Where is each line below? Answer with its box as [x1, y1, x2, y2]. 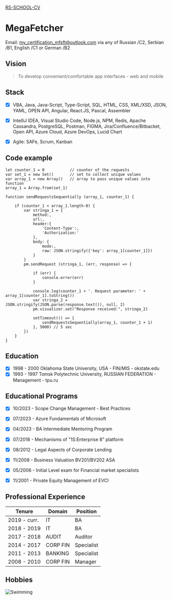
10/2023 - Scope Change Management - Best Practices [12, 405, 131, 412]
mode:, [42, 244, 56, 249]
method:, [32, 212, 52, 217]
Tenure [15, 508, 33, 515]
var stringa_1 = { [24, 208, 63, 213]
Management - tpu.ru [12, 377, 58, 383]
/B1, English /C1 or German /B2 [5, 45, 70, 51]
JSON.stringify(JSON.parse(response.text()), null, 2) [5, 302, 125, 307]
